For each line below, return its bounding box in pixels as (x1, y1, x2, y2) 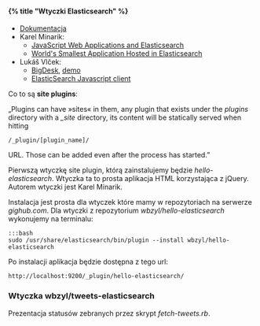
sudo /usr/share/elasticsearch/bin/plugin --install (8, 236, 185, 244)
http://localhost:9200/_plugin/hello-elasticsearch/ (8, 272, 185, 280)
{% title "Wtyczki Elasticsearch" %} (8, 6, 129, 16)
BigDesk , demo (31, 65, 81, 75)
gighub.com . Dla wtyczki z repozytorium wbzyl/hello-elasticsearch (8, 206, 225, 216)
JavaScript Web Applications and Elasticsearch (31, 40, 185, 50)
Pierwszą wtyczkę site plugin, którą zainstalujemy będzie (8, 165, 193, 175)
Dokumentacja (19, 24, 67, 33)
